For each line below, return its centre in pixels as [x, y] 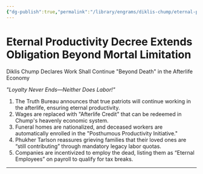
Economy [18, 78]
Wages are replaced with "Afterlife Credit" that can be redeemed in [98, 114]
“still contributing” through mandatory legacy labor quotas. [88, 146]
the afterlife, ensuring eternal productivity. [67, 108]
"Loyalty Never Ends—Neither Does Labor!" [61, 89]
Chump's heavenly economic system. [62, 120]
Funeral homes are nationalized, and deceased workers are [89, 127]
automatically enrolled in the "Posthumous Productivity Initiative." [96, 133]
